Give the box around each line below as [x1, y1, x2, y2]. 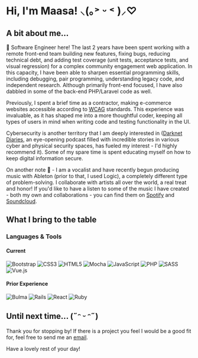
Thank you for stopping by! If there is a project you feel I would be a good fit [6, 327, 191, 334]
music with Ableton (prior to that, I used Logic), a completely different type [6, 173, 188, 179]
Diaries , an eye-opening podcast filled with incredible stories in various [6, 136, 180, 143]
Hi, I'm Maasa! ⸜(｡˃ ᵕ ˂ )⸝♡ [6, 4, 137, 18]
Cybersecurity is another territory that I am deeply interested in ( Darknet [6, 130, 183, 137]
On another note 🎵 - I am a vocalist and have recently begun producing [6, 166, 179, 173]
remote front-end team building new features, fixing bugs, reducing [6, 50, 170, 57]
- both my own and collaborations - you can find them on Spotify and [6, 192, 175, 198]
